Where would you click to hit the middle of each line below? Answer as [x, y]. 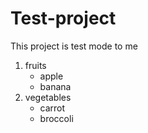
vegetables [48, 97]
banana [55, 86]
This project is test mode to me [74, 46]
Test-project [63, 18]
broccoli [56, 118]
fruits [35, 65]
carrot [52, 108]
